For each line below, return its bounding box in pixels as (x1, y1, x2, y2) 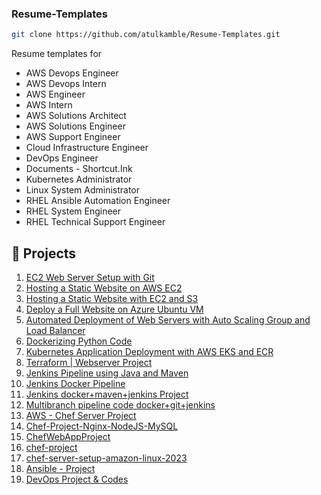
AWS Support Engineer (25, 131, 121, 143)
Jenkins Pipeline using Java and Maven (25, 367, 189, 379)
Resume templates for (11, 48, 103, 60)
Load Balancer (25, 324, 86, 336)
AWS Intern (25, 99, 73, 111)
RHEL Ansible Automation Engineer (25, 195, 171, 207)
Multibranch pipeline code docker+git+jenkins (25, 398, 216, 411)
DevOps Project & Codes (25, 473, 129, 485)
